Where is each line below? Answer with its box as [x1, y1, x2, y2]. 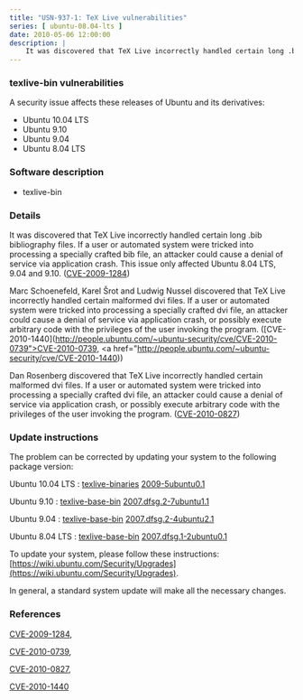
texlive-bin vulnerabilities [9, 77, 124, 89]
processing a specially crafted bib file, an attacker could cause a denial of [9, 249, 284, 260]
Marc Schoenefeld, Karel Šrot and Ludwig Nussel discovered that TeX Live [9, 285, 286, 296]
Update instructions [9, 431, 99, 443]
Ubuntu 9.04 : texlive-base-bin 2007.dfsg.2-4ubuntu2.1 [9, 514, 215, 525]
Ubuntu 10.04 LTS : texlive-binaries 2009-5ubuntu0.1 [9, 479, 206, 490]
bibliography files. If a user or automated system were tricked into [9, 239, 254, 250]
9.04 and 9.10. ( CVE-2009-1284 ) [9, 268, 131, 279]
